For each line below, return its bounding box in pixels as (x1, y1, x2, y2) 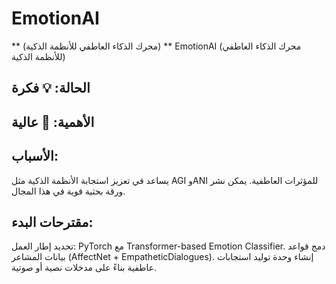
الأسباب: (11, 148, 59, 165)
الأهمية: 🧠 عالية (11, 113, 95, 131)
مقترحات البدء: (11, 213, 94, 231)
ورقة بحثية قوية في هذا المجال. (11, 185, 126, 197)
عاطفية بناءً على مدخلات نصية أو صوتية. (11, 262, 158, 274)
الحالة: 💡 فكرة (11, 80, 91, 97)
